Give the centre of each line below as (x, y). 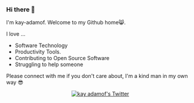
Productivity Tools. (38, 52)
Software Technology (41, 46)
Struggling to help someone (49, 64)
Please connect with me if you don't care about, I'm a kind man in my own (97, 76)
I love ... (16, 34)
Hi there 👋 (21, 10)
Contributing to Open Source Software (62, 58)
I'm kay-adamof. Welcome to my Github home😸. (66, 23)
